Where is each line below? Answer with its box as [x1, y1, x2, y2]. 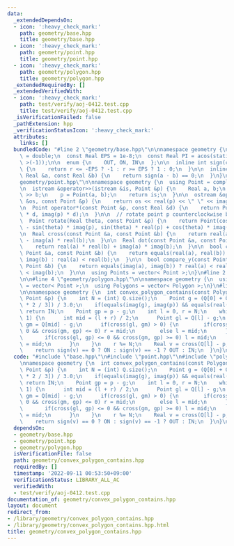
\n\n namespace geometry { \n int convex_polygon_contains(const [19, 288, 210, 296]
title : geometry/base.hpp [19, 36, 95, 43]
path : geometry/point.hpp [19, 49, 95, 56]
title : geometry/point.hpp [19, 56, 98, 63]
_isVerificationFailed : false [13, 114, 101, 120]
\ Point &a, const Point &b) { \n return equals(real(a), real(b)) [19, 250, 226, 257]
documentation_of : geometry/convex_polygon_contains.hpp [7, 496, 176, 503]
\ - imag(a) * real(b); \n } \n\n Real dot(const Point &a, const [19, 237, 217, 244]
